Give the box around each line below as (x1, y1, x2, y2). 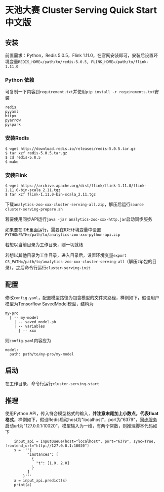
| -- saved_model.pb (14, 319, 56, 324)
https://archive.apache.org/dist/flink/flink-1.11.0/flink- (20, 183, 147, 188)
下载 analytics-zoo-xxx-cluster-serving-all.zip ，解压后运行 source (5, 201, 144, 207)
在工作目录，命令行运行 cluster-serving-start (5, 380, 100, 386)
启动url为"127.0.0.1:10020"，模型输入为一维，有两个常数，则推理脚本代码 (5, 423, 153, 429)
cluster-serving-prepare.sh (5, 207, 63, 211)
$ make (5, 159, 19, 164)
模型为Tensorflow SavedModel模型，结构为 (5, 301, 94, 307)
